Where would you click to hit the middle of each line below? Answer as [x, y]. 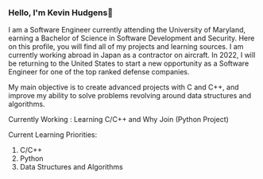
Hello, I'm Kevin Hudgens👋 [61, 13]
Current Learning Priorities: [53, 135]
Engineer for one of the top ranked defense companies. [99, 72]
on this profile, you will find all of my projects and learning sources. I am [126, 47]
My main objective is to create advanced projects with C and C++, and [124, 87]
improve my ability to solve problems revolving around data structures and [130, 96]
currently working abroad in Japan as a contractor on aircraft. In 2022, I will [132, 55]
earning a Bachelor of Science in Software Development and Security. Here [131, 38]
